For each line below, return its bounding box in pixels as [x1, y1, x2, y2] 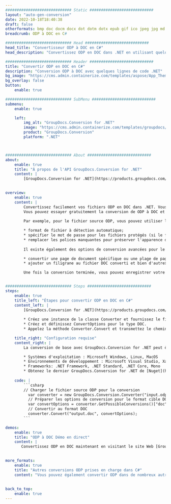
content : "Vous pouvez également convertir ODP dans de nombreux [14, 472, 156, 477]
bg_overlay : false [5, 78, 44, 83]
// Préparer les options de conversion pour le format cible [27, 397, 160, 402]
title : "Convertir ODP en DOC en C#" [5, 64, 85, 69]
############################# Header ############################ [5, 59, 154, 64]
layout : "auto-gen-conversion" [5, 12, 72, 17]
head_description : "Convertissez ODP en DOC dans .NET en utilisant [5, 49, 154, 55]
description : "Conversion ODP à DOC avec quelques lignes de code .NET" [5, 68, 163, 74]
